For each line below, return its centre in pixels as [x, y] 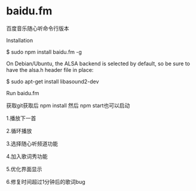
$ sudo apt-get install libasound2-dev [53, 81]
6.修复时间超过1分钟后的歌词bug [46, 181]
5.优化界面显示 [24, 169]
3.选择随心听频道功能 [32, 143]
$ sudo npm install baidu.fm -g [44, 51]
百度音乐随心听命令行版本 [38, 28]
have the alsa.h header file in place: [50, 69]
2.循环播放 [19, 131]
